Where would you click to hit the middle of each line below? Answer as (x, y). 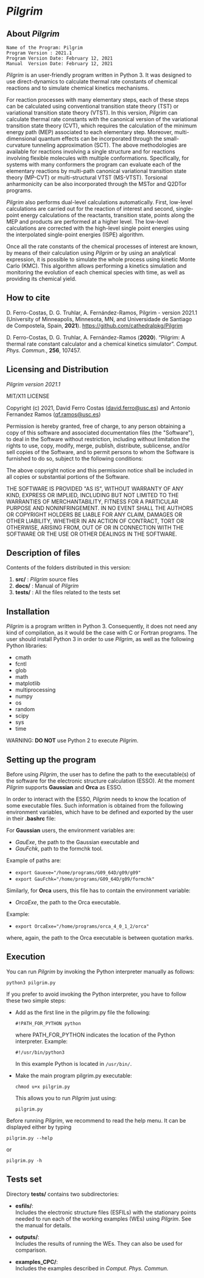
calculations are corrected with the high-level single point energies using (98, 228)
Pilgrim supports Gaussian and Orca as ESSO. (65, 787)
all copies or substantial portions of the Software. (68, 477)
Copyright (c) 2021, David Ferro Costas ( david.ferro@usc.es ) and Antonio (98, 408)
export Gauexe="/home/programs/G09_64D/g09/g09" (78, 873)
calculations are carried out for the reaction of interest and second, (90, 209)
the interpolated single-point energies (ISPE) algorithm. (76, 235)
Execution (26, 957)
